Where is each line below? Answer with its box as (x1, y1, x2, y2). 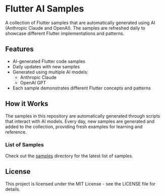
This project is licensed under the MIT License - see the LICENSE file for (5, 180, 155, 186)
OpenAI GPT (20, 79, 46, 85)
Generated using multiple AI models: (12, 69, 88, 75)
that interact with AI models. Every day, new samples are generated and (5, 118, 155, 124)
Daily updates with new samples (12, 63, 80, 69)
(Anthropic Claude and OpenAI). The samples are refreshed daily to (5, 25, 145, 31)
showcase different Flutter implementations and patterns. (5, 30, 125, 36)
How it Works (5, 100, 48, 108)
